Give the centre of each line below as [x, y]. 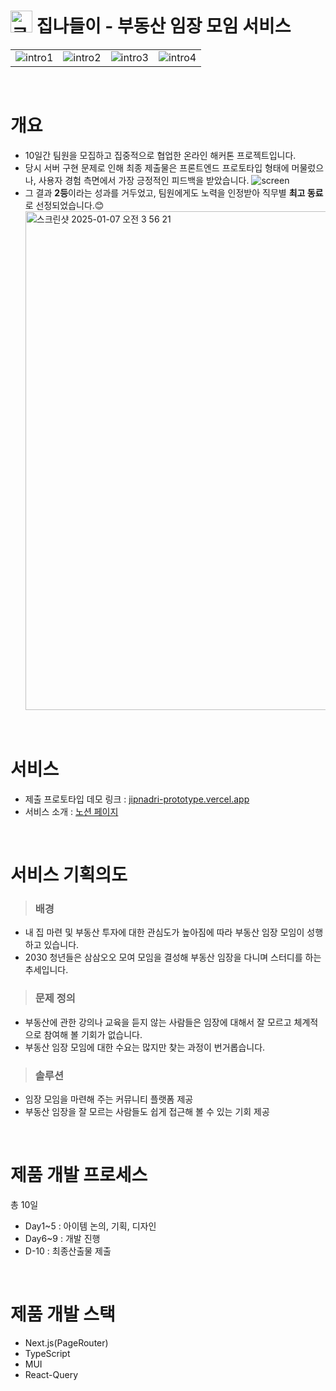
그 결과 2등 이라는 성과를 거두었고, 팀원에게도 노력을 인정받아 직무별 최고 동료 [174, 192]
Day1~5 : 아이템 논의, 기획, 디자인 [90, 1226]
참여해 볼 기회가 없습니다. [93, 1034]
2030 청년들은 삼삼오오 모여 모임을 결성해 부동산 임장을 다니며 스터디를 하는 [173, 957]
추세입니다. [46, 970]
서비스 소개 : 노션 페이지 [71, 811]
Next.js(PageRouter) [66, 1342]
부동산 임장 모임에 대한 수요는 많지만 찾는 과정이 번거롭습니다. [145, 1047]
